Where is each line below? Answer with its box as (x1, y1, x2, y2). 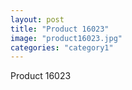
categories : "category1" (10, 42, 114, 53)
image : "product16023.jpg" (10, 33, 123, 43)
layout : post (10, 14, 65, 25)
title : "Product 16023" (10, 24, 110, 34)
